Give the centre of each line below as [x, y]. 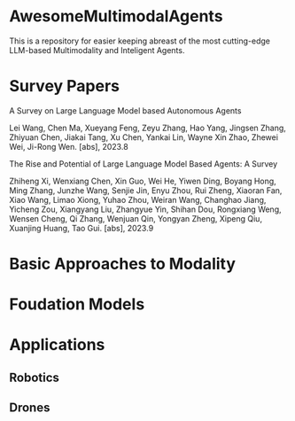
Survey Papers [65, 86]
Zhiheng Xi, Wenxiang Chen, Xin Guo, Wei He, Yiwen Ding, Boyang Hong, [143, 181]
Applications [57, 345]
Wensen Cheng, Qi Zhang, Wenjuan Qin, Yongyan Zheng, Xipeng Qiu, [136, 218]
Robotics [35, 377]
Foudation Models [77, 304]
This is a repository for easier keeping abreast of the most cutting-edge [140, 41]
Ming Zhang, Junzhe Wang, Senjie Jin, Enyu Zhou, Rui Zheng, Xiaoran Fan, [146, 190]
